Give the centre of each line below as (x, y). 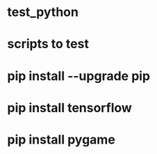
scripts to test (48, 44)
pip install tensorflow (69, 108)
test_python (43, 12)
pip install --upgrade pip (79, 76)
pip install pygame (61, 139)
